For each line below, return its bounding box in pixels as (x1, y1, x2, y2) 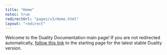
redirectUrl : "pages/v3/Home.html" (5, 16, 79, 21)
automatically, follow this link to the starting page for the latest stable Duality (5, 40, 162, 46)
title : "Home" (5, 7, 35, 12)
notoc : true (5, 12, 30, 17)
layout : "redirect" (5, 21, 46, 26)
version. (5, 45, 22, 51)
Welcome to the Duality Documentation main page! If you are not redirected (5, 35, 161, 41)
